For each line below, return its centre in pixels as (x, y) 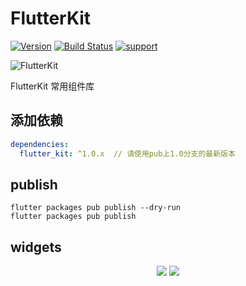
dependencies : (40, 144)
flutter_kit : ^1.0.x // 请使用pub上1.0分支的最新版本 (127, 153)
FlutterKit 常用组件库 (52, 86)
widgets (36, 247)
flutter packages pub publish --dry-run (96, 208)
